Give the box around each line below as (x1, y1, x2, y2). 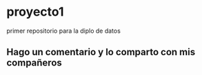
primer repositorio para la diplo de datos (6, 27, 121, 35)
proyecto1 (6, 4, 64, 20)
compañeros (6, 57, 63, 69)
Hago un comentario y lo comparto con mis (6, 46, 196, 58)
